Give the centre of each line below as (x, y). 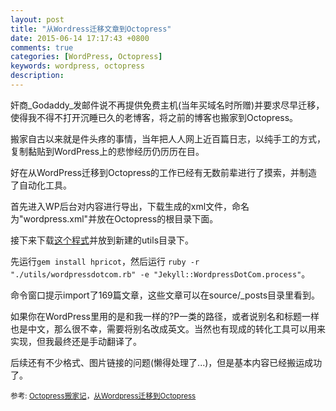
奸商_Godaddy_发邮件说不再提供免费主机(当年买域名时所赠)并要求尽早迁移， (167, 105)
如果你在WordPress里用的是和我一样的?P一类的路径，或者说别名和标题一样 (165, 316)
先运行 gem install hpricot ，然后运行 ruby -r (105, 261)
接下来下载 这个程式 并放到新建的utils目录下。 (102, 240)
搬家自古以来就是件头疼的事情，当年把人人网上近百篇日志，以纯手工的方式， (168, 138)
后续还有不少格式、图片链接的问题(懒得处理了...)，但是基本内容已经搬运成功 (166, 362)
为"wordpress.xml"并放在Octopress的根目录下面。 (114, 218)
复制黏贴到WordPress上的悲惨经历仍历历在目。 (107, 151)
